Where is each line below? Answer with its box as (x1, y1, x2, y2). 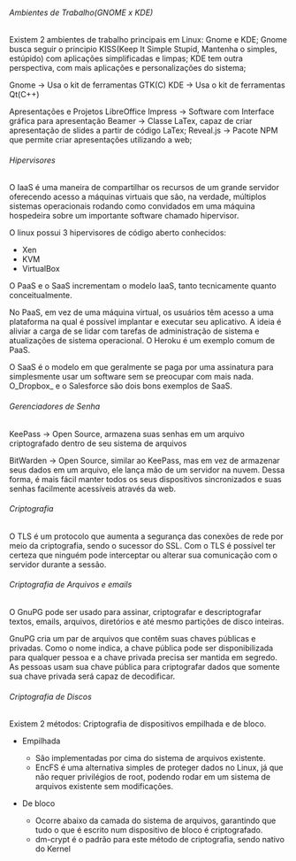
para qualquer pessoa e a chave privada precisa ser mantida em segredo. (9, 652, 278, 663)
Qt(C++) (9, 89, 40, 100)
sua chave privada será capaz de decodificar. (9, 671, 176, 681)
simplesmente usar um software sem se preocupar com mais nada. (9, 372, 254, 382)
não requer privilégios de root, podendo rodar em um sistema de (34, 772, 271, 782)
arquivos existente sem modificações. (34, 781, 174, 792)
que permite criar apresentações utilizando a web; (9, 135, 193, 145)
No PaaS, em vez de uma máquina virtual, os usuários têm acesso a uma (9, 307, 274, 318)
